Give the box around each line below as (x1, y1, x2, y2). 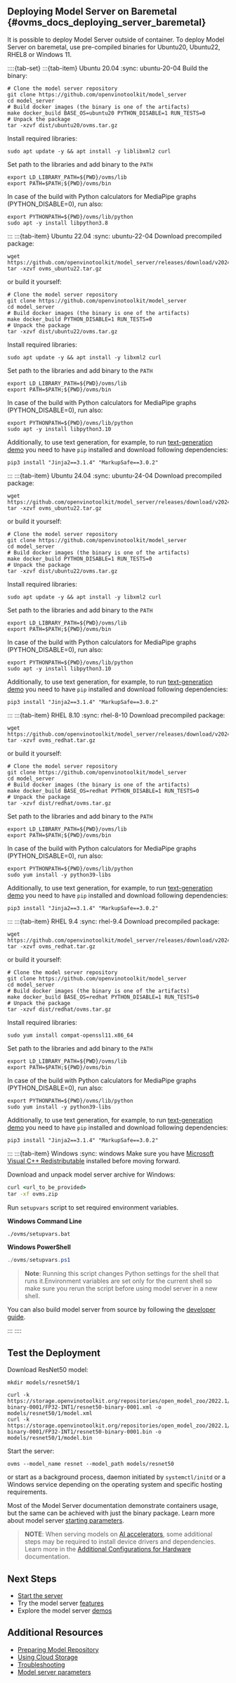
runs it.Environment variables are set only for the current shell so (24, 1276, 212, 1286)
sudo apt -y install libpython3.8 (7, 219, 109, 226)
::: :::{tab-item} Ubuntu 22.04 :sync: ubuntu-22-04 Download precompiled (7, 231, 223, 240)
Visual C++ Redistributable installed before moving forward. (7, 1156, 181, 1165)
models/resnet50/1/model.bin (7, 1435, 93, 1442)
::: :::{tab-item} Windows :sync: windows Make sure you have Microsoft (7, 1149, 214, 1158)
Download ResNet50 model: (7, 1366, 88, 1374)
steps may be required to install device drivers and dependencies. (24, 1537, 216, 1546)
